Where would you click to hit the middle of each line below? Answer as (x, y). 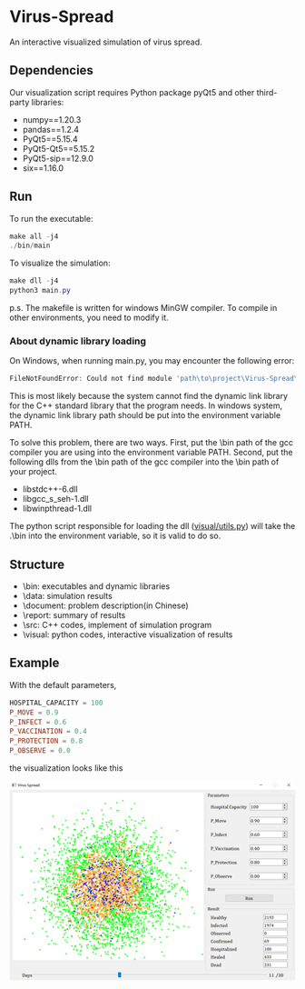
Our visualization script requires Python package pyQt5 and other (132, 92)
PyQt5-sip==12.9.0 (58, 158)
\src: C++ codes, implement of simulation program (117, 625)
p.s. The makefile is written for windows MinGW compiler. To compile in (143, 308)
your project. (33, 472)
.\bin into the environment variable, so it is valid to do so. (115, 536)
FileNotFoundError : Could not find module (91, 379)
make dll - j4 (34, 281)
